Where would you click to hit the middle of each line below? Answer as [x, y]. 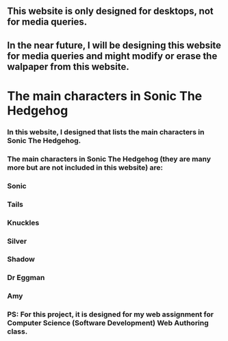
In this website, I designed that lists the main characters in [106, 131]
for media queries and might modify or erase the [112, 56]
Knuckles [23, 223]
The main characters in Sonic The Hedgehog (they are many [109, 159]
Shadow [21, 260]
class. [17, 331]
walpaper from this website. [68, 67]
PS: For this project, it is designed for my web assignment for [111, 314]
